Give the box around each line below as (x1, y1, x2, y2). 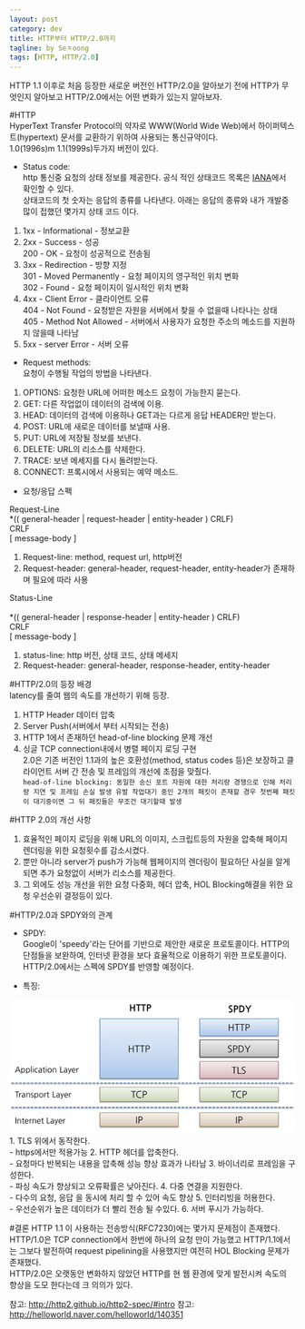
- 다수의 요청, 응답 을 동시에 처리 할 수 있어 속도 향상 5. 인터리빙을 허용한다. (9, 1192, 275, 1203)
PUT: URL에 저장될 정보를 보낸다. (22, 432, 142, 444)
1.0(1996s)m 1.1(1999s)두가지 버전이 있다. (9, 143, 159, 154)
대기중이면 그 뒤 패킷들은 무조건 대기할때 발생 (33, 797, 182, 807)
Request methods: (22, 357, 92, 368)
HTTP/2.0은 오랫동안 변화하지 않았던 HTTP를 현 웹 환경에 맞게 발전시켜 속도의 (9, 1268, 288, 1279)
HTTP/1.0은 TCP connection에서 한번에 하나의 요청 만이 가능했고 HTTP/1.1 (9, 1235, 277, 1245)
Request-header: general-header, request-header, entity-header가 (22, 563, 271, 574)
